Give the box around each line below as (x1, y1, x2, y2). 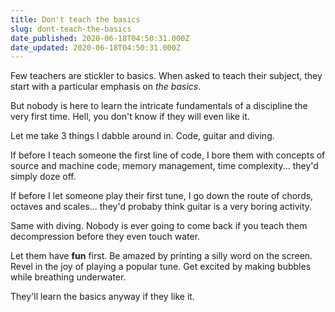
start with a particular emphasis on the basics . (10, 81, 202, 93)
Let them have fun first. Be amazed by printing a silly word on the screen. (10, 250, 313, 262)
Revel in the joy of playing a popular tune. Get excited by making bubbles (10, 261, 312, 273)
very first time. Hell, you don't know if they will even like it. (10, 111, 250, 123)
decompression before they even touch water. (10, 231, 201, 243)
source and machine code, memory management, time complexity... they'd (10, 160, 319, 172)
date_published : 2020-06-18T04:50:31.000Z (10, 33, 190, 43)
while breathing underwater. (10, 271, 127, 283)
